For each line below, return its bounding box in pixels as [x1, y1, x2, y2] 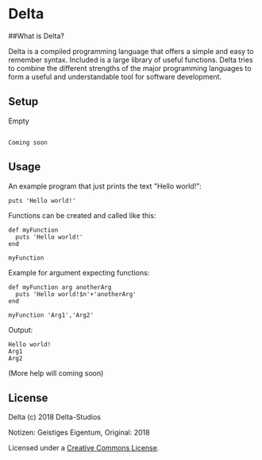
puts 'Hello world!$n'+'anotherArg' [15, 290, 137, 298]
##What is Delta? [8, 31, 65, 41]
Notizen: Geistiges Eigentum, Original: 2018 [8, 427, 150, 438]
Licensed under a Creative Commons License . [8, 443, 160, 453]
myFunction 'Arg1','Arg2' [8, 311, 94, 319]
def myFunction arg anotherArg [8, 283, 112, 291]
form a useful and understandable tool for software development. [8, 72, 222, 81]
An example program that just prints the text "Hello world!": [8, 181, 202, 191]
